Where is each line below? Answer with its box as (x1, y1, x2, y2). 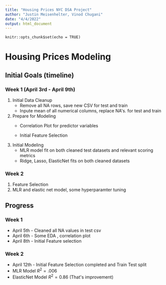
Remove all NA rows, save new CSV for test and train (19, 102, 128, 108)
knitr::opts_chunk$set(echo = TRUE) (5, 35, 81, 40)
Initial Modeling (12, 142, 44, 148)
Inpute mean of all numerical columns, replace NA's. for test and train (19, 108, 162, 114)
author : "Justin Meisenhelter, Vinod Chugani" (5, 12, 103, 17)
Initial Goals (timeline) (5, 71, 74, 80)
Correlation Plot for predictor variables (19, 123, 98, 129)
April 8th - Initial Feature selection (12, 238, 82, 244)
